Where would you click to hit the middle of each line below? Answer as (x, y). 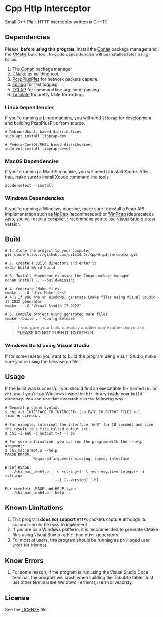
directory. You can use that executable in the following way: (65, 399)
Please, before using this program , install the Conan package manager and (81, 49)
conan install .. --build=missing (40, 280)
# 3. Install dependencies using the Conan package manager (67, 276)
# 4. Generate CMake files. (34, 289)
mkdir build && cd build (30, 268)
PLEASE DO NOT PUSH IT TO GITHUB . (56, 333)
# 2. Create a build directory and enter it (51, 263)
